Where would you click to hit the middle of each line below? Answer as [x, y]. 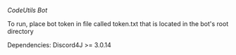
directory [20, 31]
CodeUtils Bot [27, 10]
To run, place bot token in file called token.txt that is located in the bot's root [118, 24]
